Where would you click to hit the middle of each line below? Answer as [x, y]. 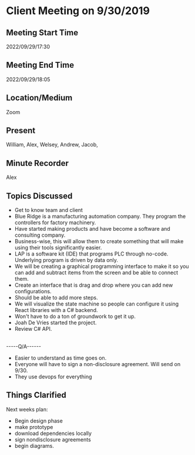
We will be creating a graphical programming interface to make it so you [102, 267]
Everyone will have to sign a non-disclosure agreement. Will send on [97, 364]
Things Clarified [36, 395]
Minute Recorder [37, 163]
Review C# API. [33, 329]
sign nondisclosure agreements [53, 439]
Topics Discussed [39, 196]
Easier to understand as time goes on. [60, 358]
